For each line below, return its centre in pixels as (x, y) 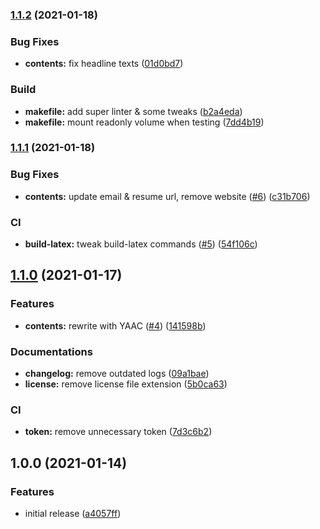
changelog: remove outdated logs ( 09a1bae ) (117, 374)
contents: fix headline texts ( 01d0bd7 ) (104, 64)
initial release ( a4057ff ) (73, 513)
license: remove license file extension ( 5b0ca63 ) (126, 384)
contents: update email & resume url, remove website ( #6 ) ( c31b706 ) (167, 196)
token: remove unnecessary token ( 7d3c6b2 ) (118, 432)
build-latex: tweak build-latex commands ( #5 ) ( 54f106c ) (141, 244)
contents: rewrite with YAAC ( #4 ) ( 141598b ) (115, 325)
